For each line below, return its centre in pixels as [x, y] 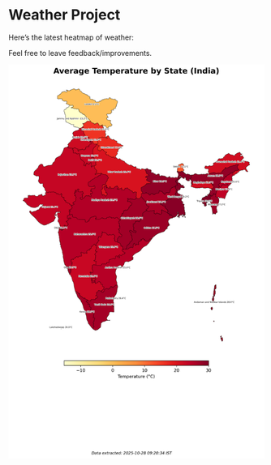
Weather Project [65, 15]
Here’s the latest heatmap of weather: [71, 37]
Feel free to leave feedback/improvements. [80, 53]
